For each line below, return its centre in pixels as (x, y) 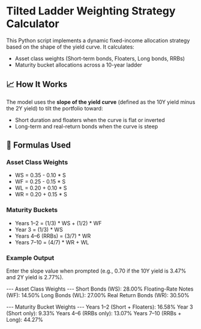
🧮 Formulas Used (38, 145)
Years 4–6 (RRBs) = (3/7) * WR (53, 236)
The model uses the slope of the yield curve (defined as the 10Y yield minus (101, 102)
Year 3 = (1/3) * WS (39, 229)
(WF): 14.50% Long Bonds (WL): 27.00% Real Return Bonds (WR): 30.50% (98, 295)
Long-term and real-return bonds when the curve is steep (86, 126)
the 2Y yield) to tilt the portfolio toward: (55, 108)
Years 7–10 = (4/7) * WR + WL (52, 242)
